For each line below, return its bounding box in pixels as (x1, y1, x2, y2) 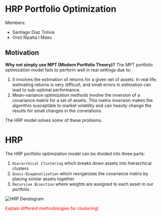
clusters (12, 165, 29, 171)
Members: (5, 20, 26, 26)
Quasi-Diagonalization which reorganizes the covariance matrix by (12, 170, 149, 176)
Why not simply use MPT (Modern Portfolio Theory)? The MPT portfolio (5, 61, 153, 67)
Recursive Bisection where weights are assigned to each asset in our (12, 181, 154, 187)
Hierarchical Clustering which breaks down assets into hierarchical (12, 160, 152, 166)
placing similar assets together (12, 176, 75, 182)
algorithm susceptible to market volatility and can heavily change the (12, 102, 152, 108)
